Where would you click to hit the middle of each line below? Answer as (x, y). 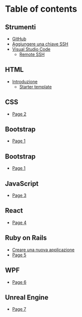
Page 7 (19, 309)
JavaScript (22, 184)
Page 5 (19, 255)
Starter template (35, 87)
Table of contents (41, 9)
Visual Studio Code (31, 49)
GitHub (19, 39)
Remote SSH (32, 54)
